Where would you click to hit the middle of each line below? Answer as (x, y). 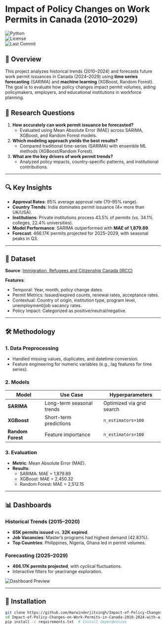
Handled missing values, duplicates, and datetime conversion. (75, 358)
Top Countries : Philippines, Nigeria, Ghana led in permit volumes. (79, 543)
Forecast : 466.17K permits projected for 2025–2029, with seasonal (80, 234)
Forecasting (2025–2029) (37, 555)
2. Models (17, 382)
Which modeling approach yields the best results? (65, 140)
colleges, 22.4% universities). (42, 223)
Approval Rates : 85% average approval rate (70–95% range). (75, 202)
